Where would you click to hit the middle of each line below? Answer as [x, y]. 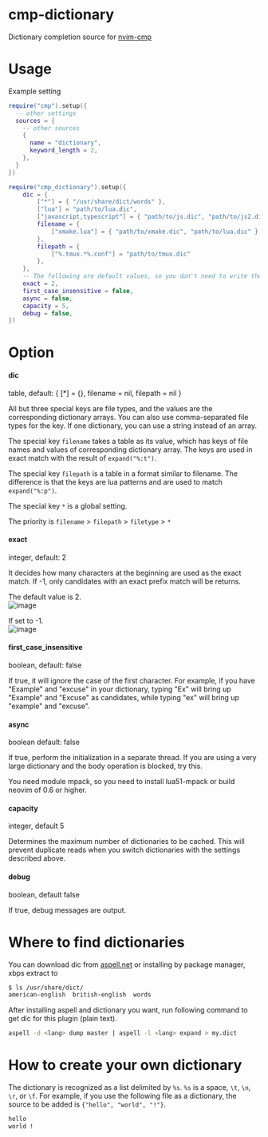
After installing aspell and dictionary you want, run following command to [128, 1010]
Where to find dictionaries [97, 942]
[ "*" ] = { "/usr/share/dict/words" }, [101, 202]
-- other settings [46, 113]
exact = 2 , [41, 283]
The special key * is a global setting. [68, 505]
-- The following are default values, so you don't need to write [135, 276]
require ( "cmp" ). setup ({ [48, 105]
